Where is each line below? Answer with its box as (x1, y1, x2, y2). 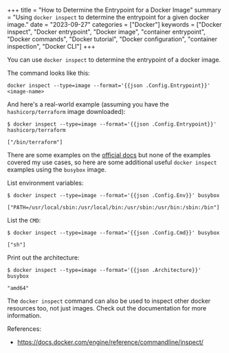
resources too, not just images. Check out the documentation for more (7, 304, 207, 312)
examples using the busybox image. (7, 166, 107, 174)
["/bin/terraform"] (7, 139, 63, 146)
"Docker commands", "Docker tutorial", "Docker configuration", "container (7, 35, 218, 43)
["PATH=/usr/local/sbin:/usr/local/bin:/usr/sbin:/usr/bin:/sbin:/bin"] (7, 204, 220, 211)
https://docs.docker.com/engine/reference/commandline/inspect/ (17, 338, 204, 346)
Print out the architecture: (7, 253, 80, 262)
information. (7, 312, 42, 319)
